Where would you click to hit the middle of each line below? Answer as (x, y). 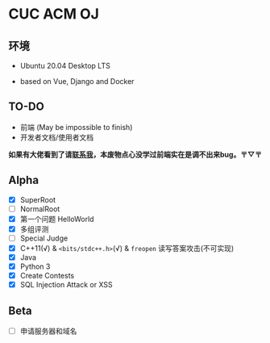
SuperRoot (38, 199)
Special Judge (44, 238)
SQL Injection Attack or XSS (66, 285)
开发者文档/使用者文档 (57, 137)
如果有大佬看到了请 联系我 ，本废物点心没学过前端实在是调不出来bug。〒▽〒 (135, 154)
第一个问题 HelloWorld (57, 219)
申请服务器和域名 (48, 331)
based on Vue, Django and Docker (77, 81)
